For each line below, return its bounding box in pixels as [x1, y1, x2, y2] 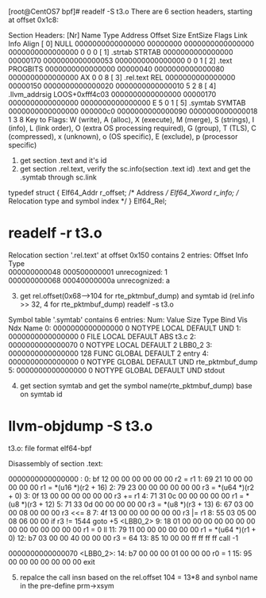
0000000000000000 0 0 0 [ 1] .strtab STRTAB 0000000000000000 [8, 48, 233, 56]
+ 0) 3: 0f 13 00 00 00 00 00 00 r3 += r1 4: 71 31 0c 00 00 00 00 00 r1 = [8, 491, 245, 500]
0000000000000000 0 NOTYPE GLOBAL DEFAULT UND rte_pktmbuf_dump [8, 357, 258, 366]
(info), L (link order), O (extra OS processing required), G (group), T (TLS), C [8, 123, 256, 133]
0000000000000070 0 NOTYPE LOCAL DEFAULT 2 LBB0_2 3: [8, 340, 213, 349]
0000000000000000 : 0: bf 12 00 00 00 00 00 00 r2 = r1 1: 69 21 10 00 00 [8, 474, 253, 484]
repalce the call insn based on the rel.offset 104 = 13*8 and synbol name [19, 572, 258, 582]
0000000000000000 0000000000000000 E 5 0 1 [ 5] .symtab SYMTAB [8, 98, 246, 107]
